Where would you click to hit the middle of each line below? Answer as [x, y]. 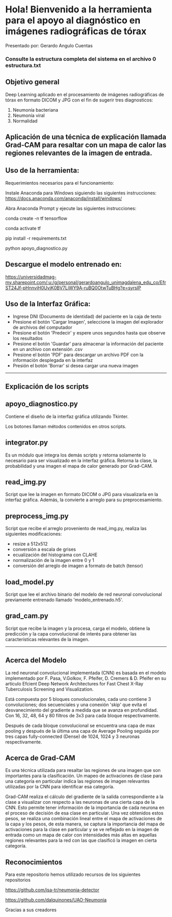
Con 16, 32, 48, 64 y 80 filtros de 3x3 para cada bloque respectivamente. [83, 715]
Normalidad [25, 121]
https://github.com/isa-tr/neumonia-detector [52, 890]
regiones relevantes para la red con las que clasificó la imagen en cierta [81, 840]
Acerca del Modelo [36, 660]
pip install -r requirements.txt [36, 238]
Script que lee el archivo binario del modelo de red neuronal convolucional [84, 594]
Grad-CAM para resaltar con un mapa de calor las [86, 145]
